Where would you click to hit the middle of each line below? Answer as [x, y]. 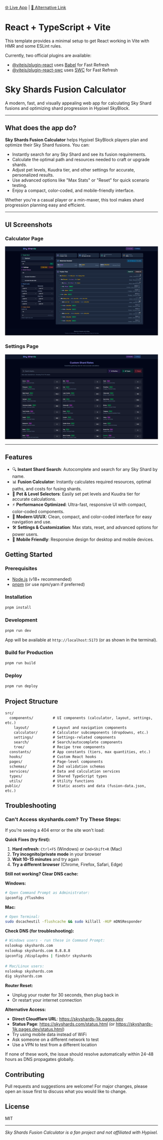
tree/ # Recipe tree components [59, 747]
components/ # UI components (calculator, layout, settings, [81, 718]
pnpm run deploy [21, 686]
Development [21, 620]
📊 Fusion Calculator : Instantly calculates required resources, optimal [81, 482]
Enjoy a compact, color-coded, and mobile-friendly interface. [73, 190]
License [17, 1107]
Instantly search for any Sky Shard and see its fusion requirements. [79, 154]
